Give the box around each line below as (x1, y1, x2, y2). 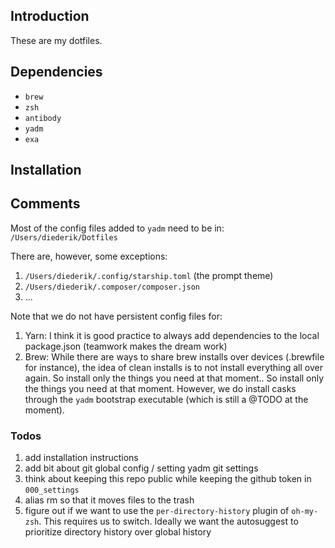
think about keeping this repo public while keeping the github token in (24, 473, 312, 485)
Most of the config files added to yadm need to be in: (10, 222, 225, 234)
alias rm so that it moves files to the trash (24, 494, 195, 506)
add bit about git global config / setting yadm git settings (24, 462, 259, 474)
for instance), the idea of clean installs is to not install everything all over (24, 361, 323, 373)
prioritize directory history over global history (24, 526, 212, 538)
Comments (10, 195, 81, 213)
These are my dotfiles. (10, 34, 103, 46)
